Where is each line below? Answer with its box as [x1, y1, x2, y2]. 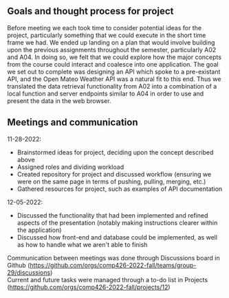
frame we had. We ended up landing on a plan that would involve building [7, 38, 215, 47]
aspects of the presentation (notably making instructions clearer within [17, 218, 218, 227]
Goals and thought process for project [7, 5, 174, 17]
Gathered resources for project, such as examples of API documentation [17, 185, 223, 193]
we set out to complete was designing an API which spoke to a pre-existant [7, 67, 221, 76]
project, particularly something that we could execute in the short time [7, 31, 206, 39]
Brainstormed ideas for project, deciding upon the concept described [17, 148, 214, 157]
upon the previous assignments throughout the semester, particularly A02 [7, 45, 217, 54]
